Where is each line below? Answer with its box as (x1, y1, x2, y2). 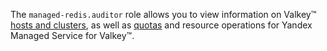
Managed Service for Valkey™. (10, 30, 135, 41)
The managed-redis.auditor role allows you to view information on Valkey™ (10, 9, 317, 20)
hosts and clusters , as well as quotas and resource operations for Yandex (10, 19, 313, 31)
